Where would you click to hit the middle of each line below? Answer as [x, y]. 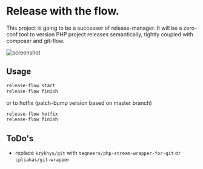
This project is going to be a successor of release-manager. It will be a [94, 28]
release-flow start [31, 85]
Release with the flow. [63, 11]
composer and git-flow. [35, 41]
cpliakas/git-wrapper [42, 160]
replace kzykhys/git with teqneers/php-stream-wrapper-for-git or [98, 153]
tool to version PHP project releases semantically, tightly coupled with [106, 34]
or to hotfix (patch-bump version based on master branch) [79, 103]
